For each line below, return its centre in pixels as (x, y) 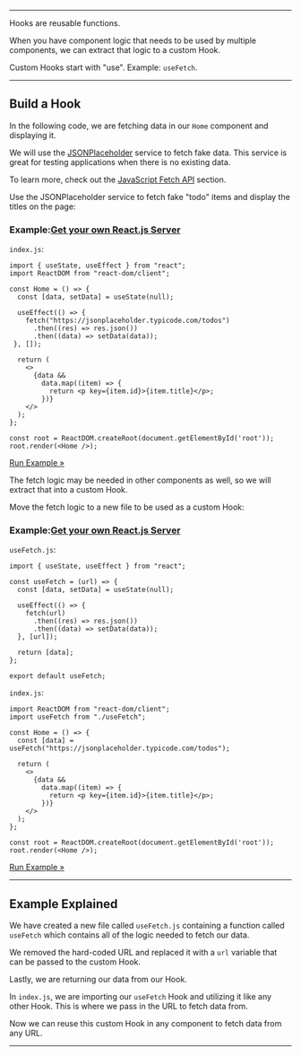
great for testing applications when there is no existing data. (120, 161)
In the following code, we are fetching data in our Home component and (139, 126)
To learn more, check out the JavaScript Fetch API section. (118, 179)
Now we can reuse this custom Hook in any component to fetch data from (146, 1024)
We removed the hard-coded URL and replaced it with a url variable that (143, 953)
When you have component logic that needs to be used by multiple (133, 40)
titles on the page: (43, 206)
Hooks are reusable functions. (65, 23)
